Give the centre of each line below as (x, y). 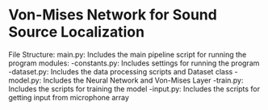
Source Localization (77, 32)
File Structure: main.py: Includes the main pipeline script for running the (128, 54)
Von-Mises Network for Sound (113, 15)
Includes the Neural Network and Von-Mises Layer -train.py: (143, 80)
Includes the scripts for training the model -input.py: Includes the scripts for (134, 89)
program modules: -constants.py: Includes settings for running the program (134, 63)
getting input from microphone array (69, 97)
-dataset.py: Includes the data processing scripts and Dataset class (121, 71)
